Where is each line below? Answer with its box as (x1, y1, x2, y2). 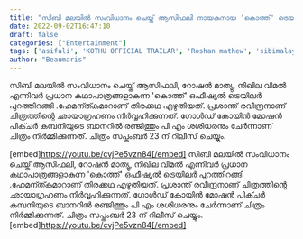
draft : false (9, 30, 59, 39)
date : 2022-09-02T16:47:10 (9, 22, 111, 31)
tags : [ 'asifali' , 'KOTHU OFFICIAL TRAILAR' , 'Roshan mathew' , (9, 47, 252, 56)
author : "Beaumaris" (9, 55, 87, 64)
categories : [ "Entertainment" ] (9, 38, 127, 48)
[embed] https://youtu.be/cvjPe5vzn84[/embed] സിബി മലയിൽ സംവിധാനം (9, 149, 290, 159)
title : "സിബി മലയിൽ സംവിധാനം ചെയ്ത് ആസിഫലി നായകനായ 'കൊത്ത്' (9, 13, 275, 23)
